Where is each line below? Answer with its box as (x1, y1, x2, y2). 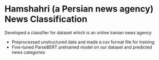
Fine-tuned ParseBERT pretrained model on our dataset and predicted (11, 44, 152, 50)
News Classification (4, 14, 88, 25)
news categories (11, 49, 45, 55)
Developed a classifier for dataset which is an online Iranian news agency (4, 30, 152, 35)
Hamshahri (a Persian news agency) (4, 3, 154, 15)
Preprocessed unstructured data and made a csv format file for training (11, 39, 155, 45)
